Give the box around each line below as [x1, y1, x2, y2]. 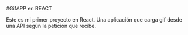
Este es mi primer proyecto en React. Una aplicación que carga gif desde [6, 16, 183, 23]
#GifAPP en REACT [6, 5, 53, 12]
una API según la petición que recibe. [6, 23, 97, 29]
